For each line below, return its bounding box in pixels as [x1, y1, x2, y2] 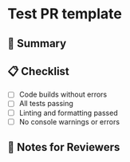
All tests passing [18, 99, 73, 109]
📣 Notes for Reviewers [7, 140, 120, 154]
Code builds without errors [18, 89, 108, 100]
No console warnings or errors [18, 117, 120, 126]
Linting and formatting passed [18, 108, 118, 117]
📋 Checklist [7, 65, 69, 78]
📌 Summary [7, 37, 67, 50]
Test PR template [7, 5, 123, 23]
